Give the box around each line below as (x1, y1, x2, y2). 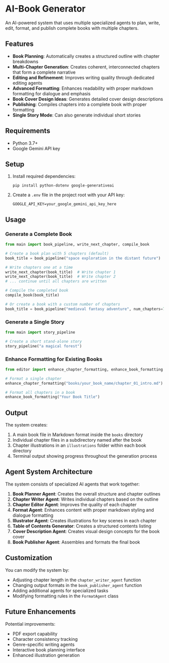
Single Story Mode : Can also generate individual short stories (12, 112, 141, 118)
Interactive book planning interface (12, 646, 86, 653)
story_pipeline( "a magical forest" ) (5, 343, 82, 348)
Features (5, 40, 34, 48)
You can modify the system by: (5, 567, 69, 573)
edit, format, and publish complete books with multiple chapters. (5, 25, 139, 31)
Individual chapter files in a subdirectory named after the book (12, 437, 142, 443)
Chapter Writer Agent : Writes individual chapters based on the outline (12, 496, 158, 502)
